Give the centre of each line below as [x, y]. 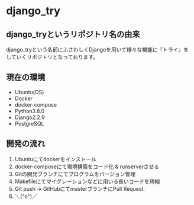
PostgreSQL [29, 123]
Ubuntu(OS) [29, 92]
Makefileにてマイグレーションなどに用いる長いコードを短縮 [87, 181]
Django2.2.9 [30, 117]
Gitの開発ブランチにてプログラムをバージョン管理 [75, 174]
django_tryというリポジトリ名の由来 [73, 34]
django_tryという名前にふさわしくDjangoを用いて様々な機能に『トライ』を [98, 49]
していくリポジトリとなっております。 [52, 57]
